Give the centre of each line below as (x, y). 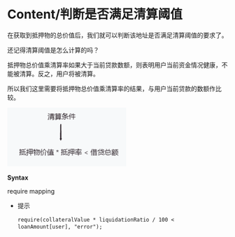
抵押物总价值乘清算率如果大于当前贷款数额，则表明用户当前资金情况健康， (114, 65)
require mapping (31, 191)
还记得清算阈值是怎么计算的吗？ (53, 50)
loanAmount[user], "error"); (60, 226)
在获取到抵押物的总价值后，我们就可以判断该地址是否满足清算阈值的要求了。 (117, 35)
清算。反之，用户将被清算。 (59, 74)
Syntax (18, 177)
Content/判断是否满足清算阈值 (95, 14)
